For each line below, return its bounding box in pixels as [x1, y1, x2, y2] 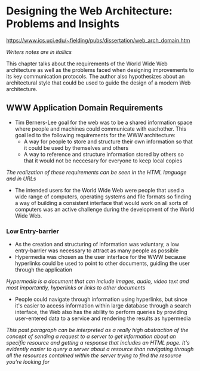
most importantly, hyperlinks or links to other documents [6, 284, 146, 291]
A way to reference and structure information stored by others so [23, 150, 184, 158]
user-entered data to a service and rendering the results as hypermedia [14, 315, 191, 322]
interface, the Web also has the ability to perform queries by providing [14, 309, 187, 316]
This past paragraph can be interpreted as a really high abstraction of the [6, 327, 189, 334]
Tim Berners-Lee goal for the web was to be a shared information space [14, 119, 193, 126]
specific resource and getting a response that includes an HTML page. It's [6, 339, 190, 346]
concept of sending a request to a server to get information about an [6, 333, 176, 340]
